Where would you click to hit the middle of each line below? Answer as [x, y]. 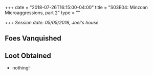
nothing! [21, 68]
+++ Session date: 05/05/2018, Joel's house [52, 23]
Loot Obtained [28, 55]
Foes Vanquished [33, 38]
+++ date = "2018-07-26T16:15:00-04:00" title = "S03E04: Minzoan [76, 7]
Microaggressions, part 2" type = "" [42, 13]
